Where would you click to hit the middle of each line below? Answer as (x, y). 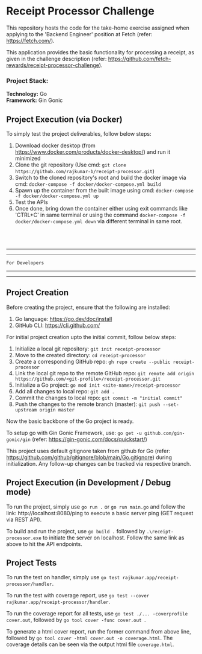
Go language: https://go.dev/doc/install (63, 319)
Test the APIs (31, 202)
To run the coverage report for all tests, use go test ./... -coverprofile (97, 614)
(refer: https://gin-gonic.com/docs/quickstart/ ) (90, 439)
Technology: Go (26, 94)
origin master (57, 410)
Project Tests (32, 563)
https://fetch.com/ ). (31, 40)
